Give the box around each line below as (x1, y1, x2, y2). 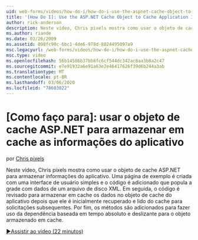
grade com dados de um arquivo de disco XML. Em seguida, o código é (6, 185, 180, 192)
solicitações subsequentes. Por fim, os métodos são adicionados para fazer (6, 204, 190, 211)
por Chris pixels (6, 155, 45, 162)
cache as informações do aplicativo (6, 136, 184, 149)
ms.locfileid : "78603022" (6, 85, 70, 91)
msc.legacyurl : (6, 47, 44, 53)
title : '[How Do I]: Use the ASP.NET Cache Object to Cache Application (6, 14, 189, 20)
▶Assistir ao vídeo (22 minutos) (6, 228, 84, 235)
